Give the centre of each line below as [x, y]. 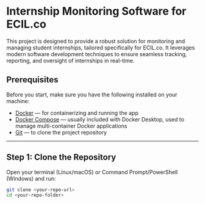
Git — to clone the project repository [61, 132]
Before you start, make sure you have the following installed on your [92, 94]
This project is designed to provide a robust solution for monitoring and [96, 41]
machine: [18, 101]
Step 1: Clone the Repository [61, 157]
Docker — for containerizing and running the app [77, 113]
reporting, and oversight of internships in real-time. [70, 60]
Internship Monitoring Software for [96, 11]
